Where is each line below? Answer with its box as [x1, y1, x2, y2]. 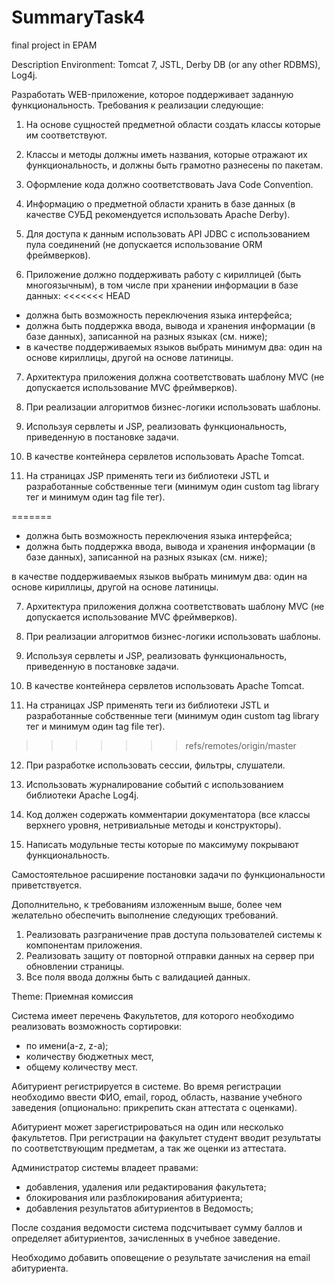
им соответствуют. [25, 129, 108, 141]
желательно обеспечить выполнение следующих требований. [11, 909, 279, 921]
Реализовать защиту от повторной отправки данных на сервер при [25, 949, 315, 961]
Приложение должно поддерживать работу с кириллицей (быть [25, 268, 302, 280]
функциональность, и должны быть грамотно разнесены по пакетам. [25, 159, 324, 171]
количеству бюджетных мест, [25, 1050, 154, 1062]
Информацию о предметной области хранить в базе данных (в [25, 197, 296, 210]
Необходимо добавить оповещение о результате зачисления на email [11, 1251, 311, 1263]
